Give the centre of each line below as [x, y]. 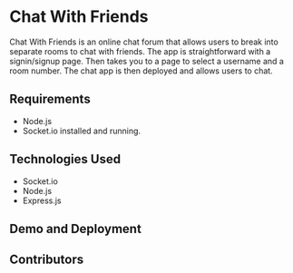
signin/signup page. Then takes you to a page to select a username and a [146, 61]
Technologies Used [65, 159]
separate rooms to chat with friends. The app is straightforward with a [140, 51]
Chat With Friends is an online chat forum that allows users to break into [144, 42]
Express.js [42, 200]
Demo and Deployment [76, 229]
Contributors [47, 260]
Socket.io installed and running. [82, 131]
